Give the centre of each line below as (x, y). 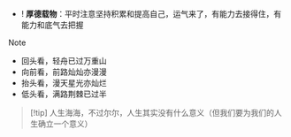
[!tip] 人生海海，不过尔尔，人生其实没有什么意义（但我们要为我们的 (152, 113)
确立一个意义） (65, 124)
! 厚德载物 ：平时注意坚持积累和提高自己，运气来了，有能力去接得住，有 (151, 14)
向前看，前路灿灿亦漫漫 (64, 72)
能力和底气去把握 (52, 25)
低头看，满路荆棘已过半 (64, 94)
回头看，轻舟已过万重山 (64, 61)
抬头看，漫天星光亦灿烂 (64, 83)
